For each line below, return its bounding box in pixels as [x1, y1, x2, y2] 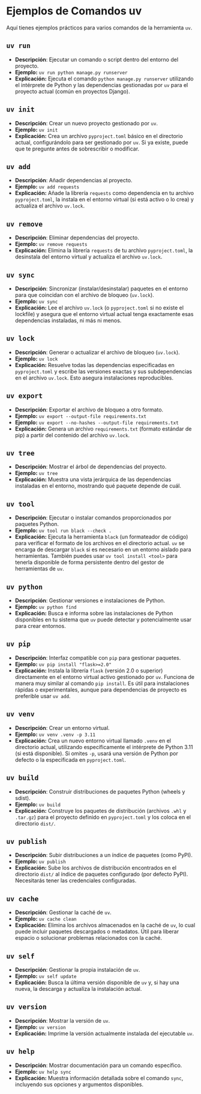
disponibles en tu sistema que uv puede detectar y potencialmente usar [14, 616, 192, 623]
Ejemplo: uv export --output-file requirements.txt [14, 412, 147, 419]
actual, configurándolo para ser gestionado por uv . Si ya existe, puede [14, 139, 188, 146]
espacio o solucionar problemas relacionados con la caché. [14, 934, 163, 942]
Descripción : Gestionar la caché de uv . [14, 909, 112, 916]
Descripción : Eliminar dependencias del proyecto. [14, 234, 139, 241]
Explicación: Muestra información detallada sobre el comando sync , [14, 1074, 184, 1081]
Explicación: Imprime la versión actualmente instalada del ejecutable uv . [14, 1030, 194, 1037]
